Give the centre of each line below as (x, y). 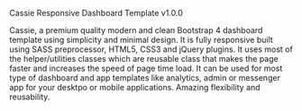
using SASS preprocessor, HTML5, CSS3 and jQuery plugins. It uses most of (151, 49)
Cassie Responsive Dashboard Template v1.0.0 (96, 13)
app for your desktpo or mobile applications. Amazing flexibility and (135, 87)
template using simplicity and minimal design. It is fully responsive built (141, 40)
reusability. (30, 97)
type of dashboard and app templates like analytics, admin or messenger (145, 78)
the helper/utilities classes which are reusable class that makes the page (144, 59)
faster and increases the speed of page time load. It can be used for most (146, 68)
